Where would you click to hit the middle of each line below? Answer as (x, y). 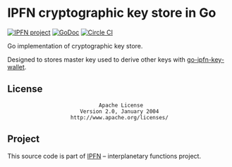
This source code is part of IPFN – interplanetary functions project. (104, 156)
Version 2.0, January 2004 (120, 111)
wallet (16, 67)
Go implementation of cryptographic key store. (75, 46)
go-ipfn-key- (205, 59)
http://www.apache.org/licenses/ (120, 117)
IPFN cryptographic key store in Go (112, 13)
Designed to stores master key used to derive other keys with (96, 59)
